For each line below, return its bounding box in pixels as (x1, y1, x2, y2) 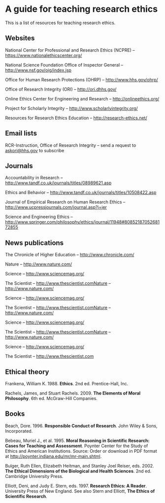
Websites (5, 34, 35, 42)
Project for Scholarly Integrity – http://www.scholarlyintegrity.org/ (5, 105, 138, 111)
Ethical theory (5, 368, 49, 376)
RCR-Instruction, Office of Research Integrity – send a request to (5, 142, 136, 148)
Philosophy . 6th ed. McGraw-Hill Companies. (5, 396, 98, 401)
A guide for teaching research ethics (5, 3, 158, 15)
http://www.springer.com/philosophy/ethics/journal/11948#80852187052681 (5, 219, 160, 225)
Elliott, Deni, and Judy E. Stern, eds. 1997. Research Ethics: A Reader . (5, 483, 147, 489)
